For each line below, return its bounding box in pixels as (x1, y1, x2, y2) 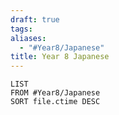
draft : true (10, 14, 60, 25)
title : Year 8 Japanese (10, 52, 110, 62)
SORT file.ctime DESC (10, 97, 101, 107)
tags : (10, 24, 33, 34)
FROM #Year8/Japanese (10, 88, 101, 98)
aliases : (10, 33, 47, 43)
